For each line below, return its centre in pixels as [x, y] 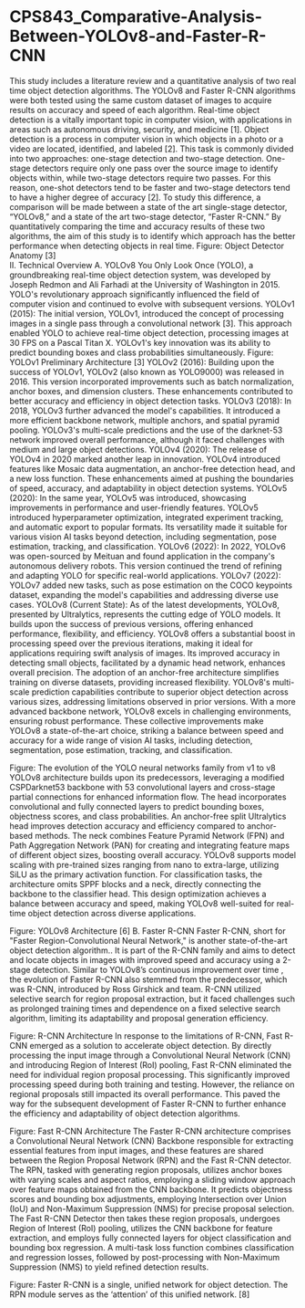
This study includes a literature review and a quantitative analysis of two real [153, 80]
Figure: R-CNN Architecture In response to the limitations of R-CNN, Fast [146, 1036]
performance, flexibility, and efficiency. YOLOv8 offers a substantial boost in [152, 633]
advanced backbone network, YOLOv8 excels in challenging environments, [150, 711]
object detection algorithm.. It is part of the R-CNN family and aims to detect [152, 950]
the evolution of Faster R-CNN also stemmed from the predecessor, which [148, 979]
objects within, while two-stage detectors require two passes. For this [140, 178]
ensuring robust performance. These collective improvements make [137, 721]
